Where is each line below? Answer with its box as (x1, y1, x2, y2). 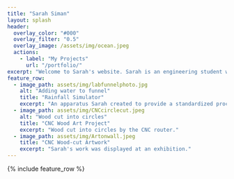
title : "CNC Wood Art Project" (19, 119, 111, 127)
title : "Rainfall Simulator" (19, 94, 104, 101)
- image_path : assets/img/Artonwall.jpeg (13, 133, 136, 139)
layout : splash (7, 17, 52, 24)
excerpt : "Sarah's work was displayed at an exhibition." (19, 146, 192, 153)
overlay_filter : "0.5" (13, 36, 79, 43)
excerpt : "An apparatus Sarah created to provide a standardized (19, 101, 214, 108)
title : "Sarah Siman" (7, 10, 70, 17)
